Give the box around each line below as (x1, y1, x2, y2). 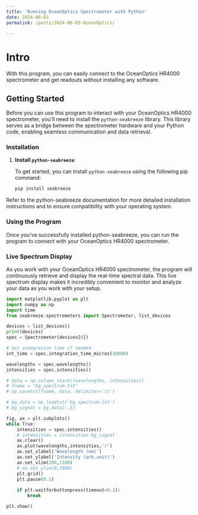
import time (6, 307, 36, 313)
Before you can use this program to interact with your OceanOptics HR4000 (6, 109, 191, 116)
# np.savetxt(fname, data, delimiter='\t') (6, 389, 116, 395)
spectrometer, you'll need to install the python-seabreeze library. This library (6, 116, 191, 123)
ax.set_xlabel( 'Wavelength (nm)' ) (17, 449, 102, 454)
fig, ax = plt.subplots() (6, 415, 70, 421)
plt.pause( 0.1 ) (17, 476, 55, 482)
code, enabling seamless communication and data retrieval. (6, 128, 152, 135)
